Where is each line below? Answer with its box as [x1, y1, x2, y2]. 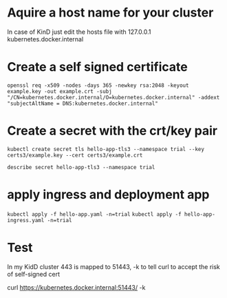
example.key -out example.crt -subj [7, 88, 112, 95]
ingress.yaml [7, 217, 45, 223]
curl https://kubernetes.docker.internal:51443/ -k [7, 283, 146, 291]
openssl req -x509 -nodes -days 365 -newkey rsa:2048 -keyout [7, 81, 189, 89]
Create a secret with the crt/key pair [7, 123, 218, 139]
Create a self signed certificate [7, 59, 188, 75]
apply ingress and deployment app [7, 187, 210, 202]
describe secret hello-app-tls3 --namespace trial [7, 163, 155, 170]
